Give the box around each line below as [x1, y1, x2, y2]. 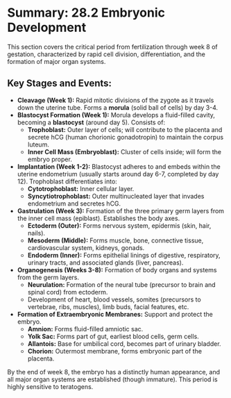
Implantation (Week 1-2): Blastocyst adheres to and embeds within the [17, 162, 221, 171]
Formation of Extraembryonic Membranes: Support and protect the [17, 310, 213, 318]
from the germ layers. [17, 273, 80, 281]
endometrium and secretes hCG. [27, 199, 121, 208]
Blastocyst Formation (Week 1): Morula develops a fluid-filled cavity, [17, 110, 215, 119]
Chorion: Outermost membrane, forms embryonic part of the [27, 347, 203, 355]
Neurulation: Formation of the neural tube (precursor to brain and [27, 280, 216, 289]
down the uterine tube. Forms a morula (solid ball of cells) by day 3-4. [17, 103, 219, 112]
